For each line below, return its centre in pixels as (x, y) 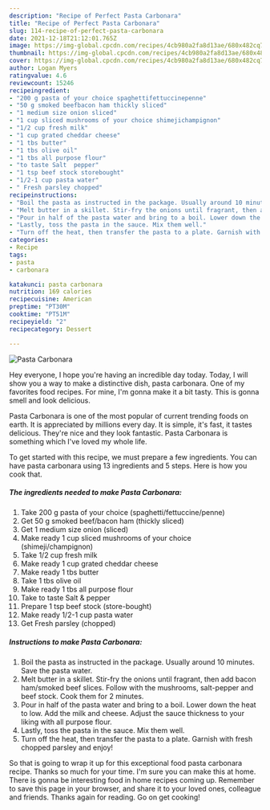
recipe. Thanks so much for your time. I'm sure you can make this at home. (133, 771)
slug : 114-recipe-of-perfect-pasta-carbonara (86, 31)
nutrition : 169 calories (50, 292)
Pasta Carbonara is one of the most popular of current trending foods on (129, 415)
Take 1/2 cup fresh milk (59, 555)
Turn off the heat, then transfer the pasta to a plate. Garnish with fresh (137, 739)
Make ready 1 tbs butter (60, 572)
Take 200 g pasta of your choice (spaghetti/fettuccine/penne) (123, 513)
